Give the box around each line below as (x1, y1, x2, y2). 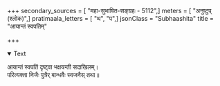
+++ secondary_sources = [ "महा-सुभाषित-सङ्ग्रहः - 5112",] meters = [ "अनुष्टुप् (7, 7, 212, 15)
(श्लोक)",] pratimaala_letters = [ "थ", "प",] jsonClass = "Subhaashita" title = (7, 15, 214, 22)
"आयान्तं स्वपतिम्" (7, 22, 47, 31)
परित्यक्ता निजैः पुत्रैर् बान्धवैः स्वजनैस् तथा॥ (7, 71, 100, 79)
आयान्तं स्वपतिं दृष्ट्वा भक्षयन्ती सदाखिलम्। (7, 63, 99, 71)
